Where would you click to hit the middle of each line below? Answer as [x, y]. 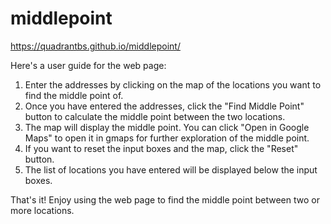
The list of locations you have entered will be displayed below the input [171, 169]
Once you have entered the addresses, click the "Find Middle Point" [164, 106]
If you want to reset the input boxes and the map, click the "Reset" [161, 148]
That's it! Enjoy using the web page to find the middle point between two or [165, 199]
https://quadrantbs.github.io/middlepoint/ [95, 46]
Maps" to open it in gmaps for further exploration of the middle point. [167, 138]
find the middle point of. [74, 95]
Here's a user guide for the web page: [88, 65]
